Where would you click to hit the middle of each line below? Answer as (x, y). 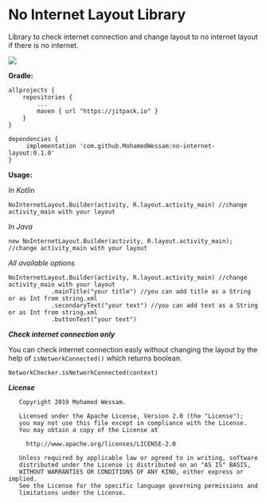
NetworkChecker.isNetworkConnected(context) (83, 372)
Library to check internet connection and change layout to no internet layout (133, 37)
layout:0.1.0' (32, 153)
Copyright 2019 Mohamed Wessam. (72, 402)
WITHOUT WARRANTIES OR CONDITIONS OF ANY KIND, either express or (131, 472)
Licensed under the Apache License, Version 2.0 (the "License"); (131, 416)
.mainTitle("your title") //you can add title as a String (151, 291)
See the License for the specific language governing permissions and (139, 485)
